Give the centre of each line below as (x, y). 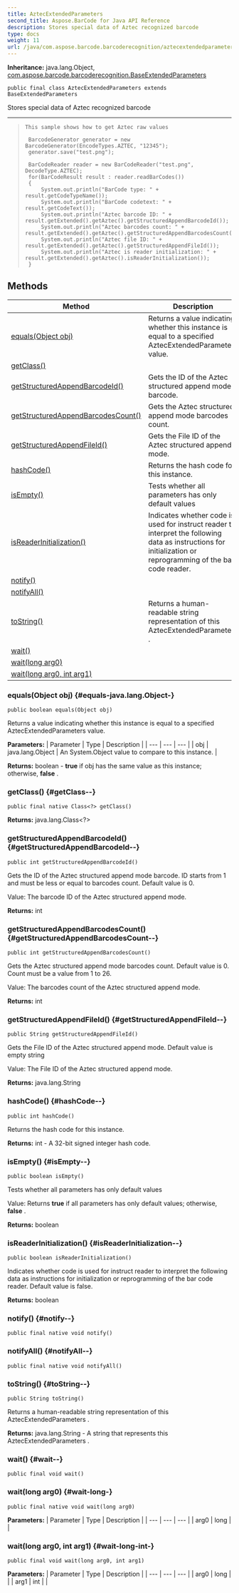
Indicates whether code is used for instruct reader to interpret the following (117, 1271)
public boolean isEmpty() (46, 1176)
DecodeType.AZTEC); (54, 171)
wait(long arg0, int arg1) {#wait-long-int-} (81, 1546)
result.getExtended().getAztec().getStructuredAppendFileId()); (122, 246)
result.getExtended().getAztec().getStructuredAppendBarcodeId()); (127, 221)
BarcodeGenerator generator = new (79, 140)
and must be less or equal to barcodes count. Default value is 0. (101, 883)
